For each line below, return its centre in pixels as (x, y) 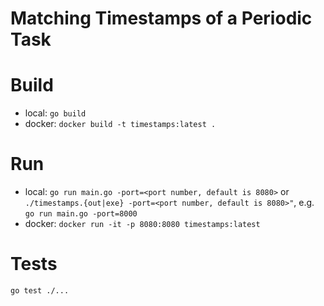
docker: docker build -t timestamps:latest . (120, 124)
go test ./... (40, 291)
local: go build (55, 113)
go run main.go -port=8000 (81, 214)
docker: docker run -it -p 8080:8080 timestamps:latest (142, 224)
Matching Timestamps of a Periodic (161, 18)
